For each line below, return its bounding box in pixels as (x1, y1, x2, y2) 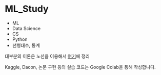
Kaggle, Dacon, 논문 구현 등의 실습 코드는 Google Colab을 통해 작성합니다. (5, 64, 156, 70)
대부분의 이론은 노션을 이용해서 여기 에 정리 (5, 53, 90, 59)
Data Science (12, 25, 41, 31)
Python (12, 36, 28, 42)
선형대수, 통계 (12, 42, 41, 48)
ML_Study (5, 3, 49, 15)
